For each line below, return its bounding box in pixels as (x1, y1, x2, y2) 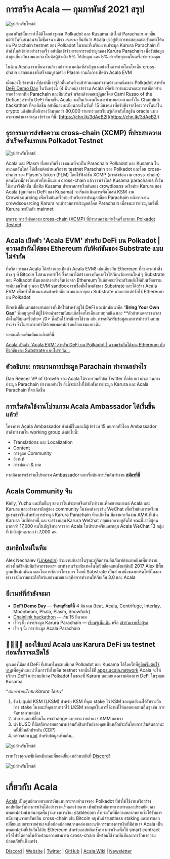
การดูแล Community (13, 450, 52, 456)
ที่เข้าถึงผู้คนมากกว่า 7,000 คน (6, 529, 57, 535)
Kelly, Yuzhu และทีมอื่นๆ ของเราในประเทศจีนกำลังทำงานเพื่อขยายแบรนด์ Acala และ (6, 500, 151, 506)
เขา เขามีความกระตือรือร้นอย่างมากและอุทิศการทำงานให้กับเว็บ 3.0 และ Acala (6, 574, 136, 580)
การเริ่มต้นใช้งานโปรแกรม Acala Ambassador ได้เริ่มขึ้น (6, 402, 155, 411)
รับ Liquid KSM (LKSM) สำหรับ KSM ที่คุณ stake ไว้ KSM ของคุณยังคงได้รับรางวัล (13, 698, 161, 705)
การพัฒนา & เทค (13, 462, 41, 468)
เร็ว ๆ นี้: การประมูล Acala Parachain (13, 625, 80, 631)
